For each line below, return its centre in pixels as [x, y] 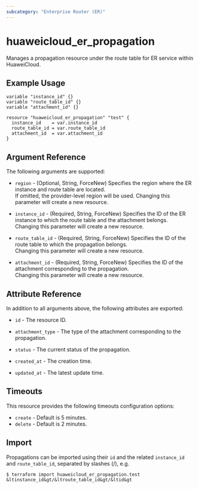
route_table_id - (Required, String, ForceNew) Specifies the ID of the [100, 238]
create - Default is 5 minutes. [51, 417]
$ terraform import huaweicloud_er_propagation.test [73, 474]
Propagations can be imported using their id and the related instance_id [96, 457]
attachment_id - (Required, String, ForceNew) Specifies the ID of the [99, 262]
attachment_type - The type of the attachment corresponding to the [98, 332]
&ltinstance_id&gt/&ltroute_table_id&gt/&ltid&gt [69, 479]
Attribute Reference [44, 294]
